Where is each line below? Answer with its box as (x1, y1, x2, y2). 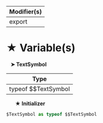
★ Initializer (14, 100, 46, 107)
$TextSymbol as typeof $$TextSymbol (6, 111, 97, 117)
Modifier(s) (9, 8, 42, 15)
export (9, 18, 28, 25)
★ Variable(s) (6, 41, 76, 55)
